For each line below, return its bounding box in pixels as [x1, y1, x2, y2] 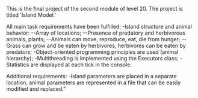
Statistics [6, 61, 29, 68]
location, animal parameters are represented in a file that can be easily [6, 79, 181, 86]
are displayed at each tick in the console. [30, 61, 132, 68]
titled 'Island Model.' [6, 11, 57, 19]
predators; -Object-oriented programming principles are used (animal [6, 48, 179, 56]
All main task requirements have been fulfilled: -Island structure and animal [6, 23, 193, 30]
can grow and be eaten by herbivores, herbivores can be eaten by [22, 42, 186, 49]
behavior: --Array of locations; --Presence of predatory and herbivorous [6, 29, 185, 36]
